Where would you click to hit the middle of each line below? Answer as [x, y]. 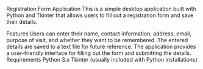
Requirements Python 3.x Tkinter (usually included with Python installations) [102, 60]
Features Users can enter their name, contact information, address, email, [99, 34]
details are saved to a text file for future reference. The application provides [101, 46]
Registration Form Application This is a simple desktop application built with [101, 9]
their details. [22, 22]
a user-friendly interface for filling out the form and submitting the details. [99, 53]
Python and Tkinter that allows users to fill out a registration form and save [100, 15]
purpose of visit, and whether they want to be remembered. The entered [97, 40]
